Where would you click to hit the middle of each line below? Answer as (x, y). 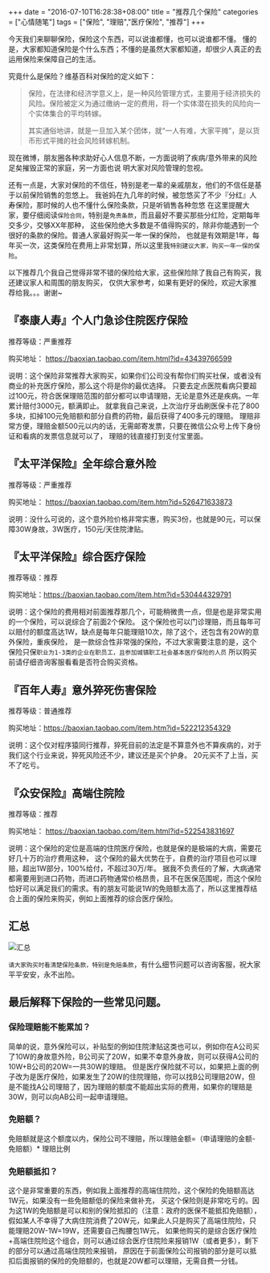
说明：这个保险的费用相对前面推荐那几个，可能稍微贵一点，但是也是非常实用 (135, 612)
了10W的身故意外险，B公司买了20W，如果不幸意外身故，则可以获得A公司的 (134, 1056)
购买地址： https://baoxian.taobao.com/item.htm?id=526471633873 (121, 502)
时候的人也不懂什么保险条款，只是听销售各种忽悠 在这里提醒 (143, 205)
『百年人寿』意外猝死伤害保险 (82, 690)
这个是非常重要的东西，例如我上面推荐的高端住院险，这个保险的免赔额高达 (131, 1191)
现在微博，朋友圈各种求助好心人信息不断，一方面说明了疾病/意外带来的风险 (133, 158)
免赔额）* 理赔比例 (39, 1148)
